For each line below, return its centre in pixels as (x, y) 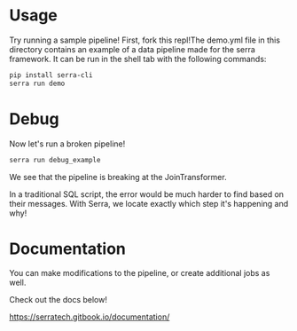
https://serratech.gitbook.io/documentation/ (90, 317)
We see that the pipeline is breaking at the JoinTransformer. (118, 177)
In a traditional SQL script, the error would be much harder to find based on (147, 194)
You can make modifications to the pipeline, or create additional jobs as (140, 273)
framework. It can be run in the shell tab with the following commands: (138, 59)
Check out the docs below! (59, 300)
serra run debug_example (55, 160)
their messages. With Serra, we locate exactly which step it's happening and (149, 203)
